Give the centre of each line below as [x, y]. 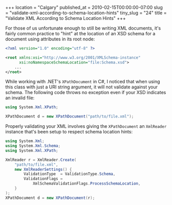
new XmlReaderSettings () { [43, 169]
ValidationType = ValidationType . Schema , [70, 174]
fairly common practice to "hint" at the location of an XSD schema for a [80, 33]
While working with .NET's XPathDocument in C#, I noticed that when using [83, 82]
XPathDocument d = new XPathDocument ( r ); [50, 198]
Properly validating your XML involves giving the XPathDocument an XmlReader [86, 126]
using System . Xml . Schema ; [33, 146]
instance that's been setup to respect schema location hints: [69, 132]
